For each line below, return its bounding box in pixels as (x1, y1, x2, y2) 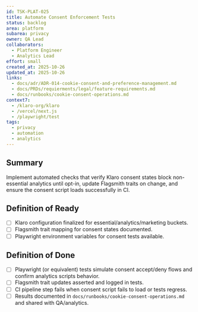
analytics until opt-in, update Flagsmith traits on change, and (29, 179, 178, 187)
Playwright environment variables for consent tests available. (14, 232, 165, 239)
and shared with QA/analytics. (14, 299, 89, 306)
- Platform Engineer (11, 48, 62, 53)
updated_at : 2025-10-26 (6, 70, 65, 75)
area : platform (6, 25, 44, 31)
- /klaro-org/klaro (11, 102, 60, 109)
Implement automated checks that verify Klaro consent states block (6, 174, 172, 181)
